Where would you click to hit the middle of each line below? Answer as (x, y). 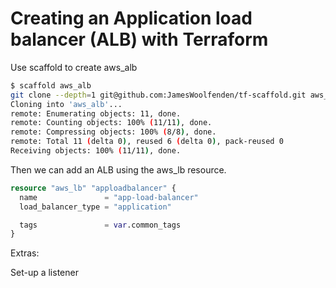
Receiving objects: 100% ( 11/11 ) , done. (96, 151)
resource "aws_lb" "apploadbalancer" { (93, 188)
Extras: (25, 253)
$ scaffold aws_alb (51, 85)
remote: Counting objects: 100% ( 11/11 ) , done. (111, 123)
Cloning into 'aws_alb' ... (66, 104)
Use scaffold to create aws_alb (74, 67)
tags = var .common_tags (100, 225)
